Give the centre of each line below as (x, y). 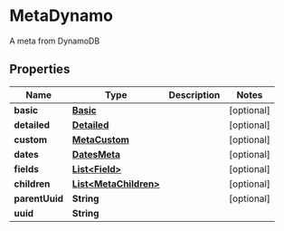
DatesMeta (96, 154)
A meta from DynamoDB (55, 41)
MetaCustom (100, 140)
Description (194, 94)
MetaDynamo (61, 16)
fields (26, 168)
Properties (40, 69)
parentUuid (39, 198)
